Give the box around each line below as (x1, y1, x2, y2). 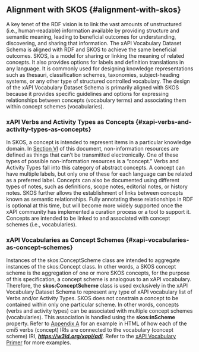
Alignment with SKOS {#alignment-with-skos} (6, 5, 181, 15)
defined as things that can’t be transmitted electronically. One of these (6, 151, 179, 158)
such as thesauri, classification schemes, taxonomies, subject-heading (6, 71, 180, 78)
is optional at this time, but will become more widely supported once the (6, 202, 183, 209)
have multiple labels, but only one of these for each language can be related (6, 170, 192, 177)
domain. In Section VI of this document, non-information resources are (6, 145, 179, 152)
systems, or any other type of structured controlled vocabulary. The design (6, 77, 190, 85)
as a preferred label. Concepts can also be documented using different (6, 177, 179, 184)
